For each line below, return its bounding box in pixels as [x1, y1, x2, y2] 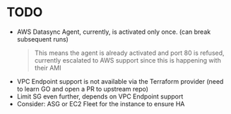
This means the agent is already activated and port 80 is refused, [34, 49, 225, 57]
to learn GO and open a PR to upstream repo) [16, 84, 149, 93]
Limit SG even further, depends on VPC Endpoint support [16, 92, 184, 101]
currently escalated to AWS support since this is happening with [34, 56, 222, 64]
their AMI [34, 63, 61, 72]
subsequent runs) [16, 34, 69, 43]
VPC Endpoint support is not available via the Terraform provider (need [16, 77, 224, 85]
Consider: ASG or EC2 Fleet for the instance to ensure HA [16, 99, 185, 108]
